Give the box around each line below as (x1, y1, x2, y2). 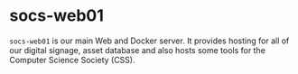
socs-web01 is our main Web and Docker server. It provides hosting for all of (9, 35, 290, 46)
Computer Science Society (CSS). (9, 54, 135, 65)
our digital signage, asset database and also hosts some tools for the (9, 44, 266, 55)
